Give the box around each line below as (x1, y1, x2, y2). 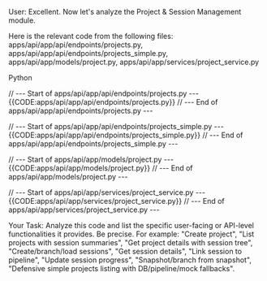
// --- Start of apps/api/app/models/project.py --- (8, 154, 174, 164)
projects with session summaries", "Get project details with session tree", (8, 238, 253, 247)
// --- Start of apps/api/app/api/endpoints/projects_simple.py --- (8, 122, 225, 131)
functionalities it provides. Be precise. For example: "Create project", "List (8, 229, 255, 239)
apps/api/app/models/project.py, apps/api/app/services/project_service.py (8, 57, 260, 67)
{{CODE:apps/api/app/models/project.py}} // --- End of (8, 163, 193, 173)
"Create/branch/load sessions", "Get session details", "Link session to (8, 247, 242, 256)
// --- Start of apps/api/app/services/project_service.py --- (8, 188, 205, 197)
